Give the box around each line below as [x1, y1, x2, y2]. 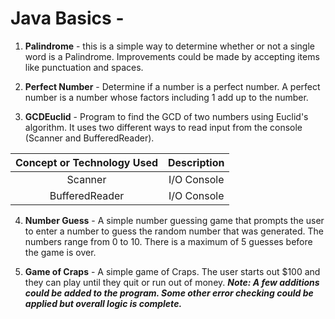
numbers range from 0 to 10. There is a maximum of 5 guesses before [24, 235, 313, 247]
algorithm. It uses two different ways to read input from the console [24, 121, 303, 133]
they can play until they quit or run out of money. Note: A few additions [24, 276, 320, 288]
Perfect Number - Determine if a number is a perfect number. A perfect [24, 80, 321, 92]
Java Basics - [10, 7, 125, 30]
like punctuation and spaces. [24, 61, 144, 73]
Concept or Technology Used [15, 155, 159, 169]
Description [168, 155, 225, 169]
